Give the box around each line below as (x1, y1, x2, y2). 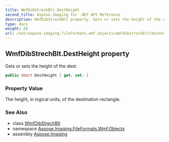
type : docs (5, 21, 28, 27)
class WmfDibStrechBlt (12, 120, 60, 126)
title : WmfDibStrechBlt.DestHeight (5, 7, 80, 13)
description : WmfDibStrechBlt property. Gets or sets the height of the (5, 17, 161, 22)
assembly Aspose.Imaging (12, 131, 68, 137)
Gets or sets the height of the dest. (5, 63, 77, 69)
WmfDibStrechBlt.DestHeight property (5, 50, 130, 58)
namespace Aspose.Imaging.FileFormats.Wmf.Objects (12, 126, 125, 132)
